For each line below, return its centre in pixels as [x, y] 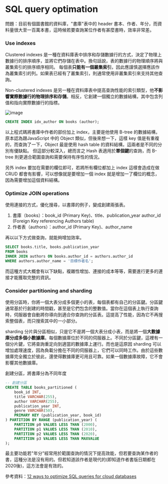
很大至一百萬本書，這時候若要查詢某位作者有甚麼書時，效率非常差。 [84, 30]
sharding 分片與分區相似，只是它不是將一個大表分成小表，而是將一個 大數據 [83, 332]
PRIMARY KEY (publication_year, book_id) [58, 416]
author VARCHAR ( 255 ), [36, 401]
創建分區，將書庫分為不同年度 [36, 374]
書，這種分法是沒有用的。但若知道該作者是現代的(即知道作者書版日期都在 [80, 460]
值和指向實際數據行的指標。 [34, 103]
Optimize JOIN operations [37, 193]
